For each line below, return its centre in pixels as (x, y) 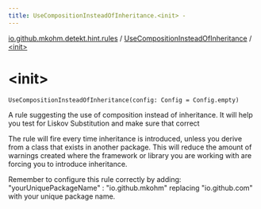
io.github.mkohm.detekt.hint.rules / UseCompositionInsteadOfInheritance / (130, 38)
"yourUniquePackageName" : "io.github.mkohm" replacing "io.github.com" (130, 188)
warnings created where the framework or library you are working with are (130, 155)
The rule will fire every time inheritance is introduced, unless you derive (125, 138)
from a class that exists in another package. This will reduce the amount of (130, 147)
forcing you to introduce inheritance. (68, 164)
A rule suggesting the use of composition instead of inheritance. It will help (130, 114)
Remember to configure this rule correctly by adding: (95, 179)
